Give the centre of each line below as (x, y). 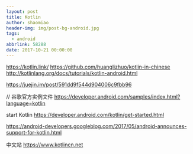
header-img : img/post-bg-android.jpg (53, 28)
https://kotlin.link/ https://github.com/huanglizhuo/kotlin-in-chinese (88, 67)
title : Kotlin (24, 17)
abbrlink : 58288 (26, 45)
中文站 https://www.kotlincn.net (45, 145)
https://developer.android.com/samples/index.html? (117, 96)
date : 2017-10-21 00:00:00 (39, 50)
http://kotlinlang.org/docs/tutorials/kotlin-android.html (72, 73)
